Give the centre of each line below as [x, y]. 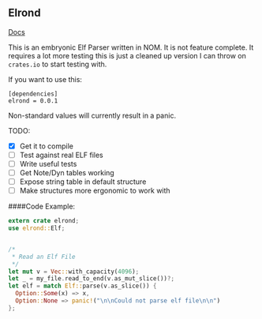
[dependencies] [33, 94]
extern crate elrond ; [44, 221]
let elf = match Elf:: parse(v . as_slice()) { [82, 286]
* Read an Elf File [44, 257]
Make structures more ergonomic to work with [95, 191]
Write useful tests [48, 163]
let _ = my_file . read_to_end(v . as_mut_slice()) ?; [92, 279]
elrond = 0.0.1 [33, 101]
